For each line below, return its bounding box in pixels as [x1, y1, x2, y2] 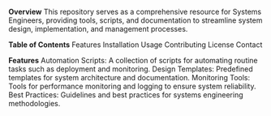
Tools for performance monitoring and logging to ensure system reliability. [8, 81, 256, 91]
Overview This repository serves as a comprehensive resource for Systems [8, 7, 262, 16]
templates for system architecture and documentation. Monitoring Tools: [8, 73, 250, 82]
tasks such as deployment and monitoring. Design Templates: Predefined [8, 64, 253, 74]
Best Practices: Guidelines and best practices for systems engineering [8, 90, 243, 100]
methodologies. [8, 99, 61, 108]
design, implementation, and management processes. [8, 24, 188, 33]
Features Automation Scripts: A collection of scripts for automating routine [8, 56, 258, 65]
